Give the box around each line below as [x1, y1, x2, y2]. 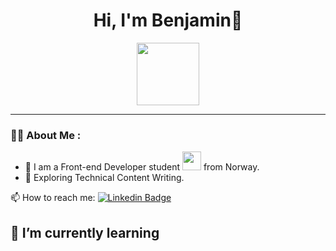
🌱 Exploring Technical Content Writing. [24, 172, 185, 184]
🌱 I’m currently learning [10, 224, 160, 241]
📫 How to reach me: [10, 192, 96, 204]
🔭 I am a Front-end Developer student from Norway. [24, 161, 260, 173]
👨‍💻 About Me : [10, 128, 82, 142]
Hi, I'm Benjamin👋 [93, 9, 243, 32]
